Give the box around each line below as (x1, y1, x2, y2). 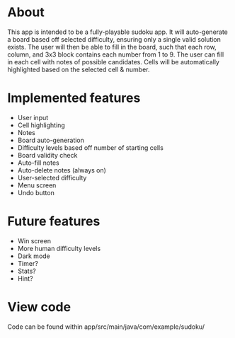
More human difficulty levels (17, 244, 101, 252)
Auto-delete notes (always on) (17, 165, 106, 174)
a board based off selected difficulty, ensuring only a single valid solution (7, 35, 222, 43)
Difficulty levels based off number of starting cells (17, 143, 164, 152)
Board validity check (17, 151, 78, 159)
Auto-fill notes (17, 158, 59, 167)
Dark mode (17, 252, 51, 260)
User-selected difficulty (17, 173, 87, 182)
